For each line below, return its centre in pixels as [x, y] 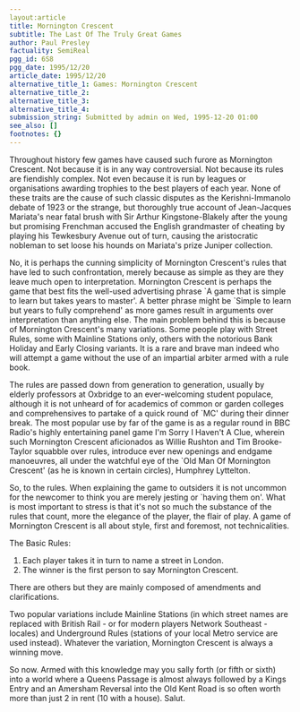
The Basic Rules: [40, 543]
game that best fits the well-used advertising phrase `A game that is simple [148, 291]
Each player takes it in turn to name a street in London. [123, 560]
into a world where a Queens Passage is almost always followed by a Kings [148, 679]
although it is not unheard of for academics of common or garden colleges [147, 403]
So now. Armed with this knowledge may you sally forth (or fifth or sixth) [142, 669]
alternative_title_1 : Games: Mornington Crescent [104, 84]
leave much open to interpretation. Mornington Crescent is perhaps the [141, 281]
